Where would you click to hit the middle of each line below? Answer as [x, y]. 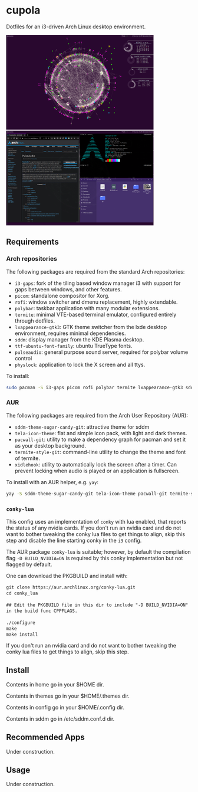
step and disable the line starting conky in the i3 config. [74, 541]
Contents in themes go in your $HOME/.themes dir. [68, 696]
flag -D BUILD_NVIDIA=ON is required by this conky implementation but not [95, 558]
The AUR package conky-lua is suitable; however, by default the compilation [99, 552]
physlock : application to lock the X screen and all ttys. [80, 364]
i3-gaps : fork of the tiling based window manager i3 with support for [98, 283]
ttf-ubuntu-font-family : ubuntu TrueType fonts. [73, 346]
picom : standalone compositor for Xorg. [62, 295]
